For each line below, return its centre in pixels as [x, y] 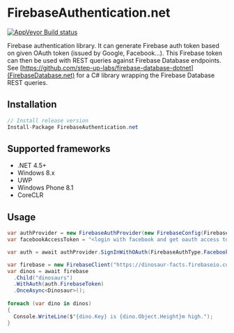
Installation [32, 105]
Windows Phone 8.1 [45, 188]
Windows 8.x [36, 173]
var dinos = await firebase [48, 271]
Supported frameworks [59, 149]
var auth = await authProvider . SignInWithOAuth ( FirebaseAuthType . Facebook [118, 252]
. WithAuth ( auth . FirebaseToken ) [59, 284]
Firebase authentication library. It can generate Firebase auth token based [113, 45]
